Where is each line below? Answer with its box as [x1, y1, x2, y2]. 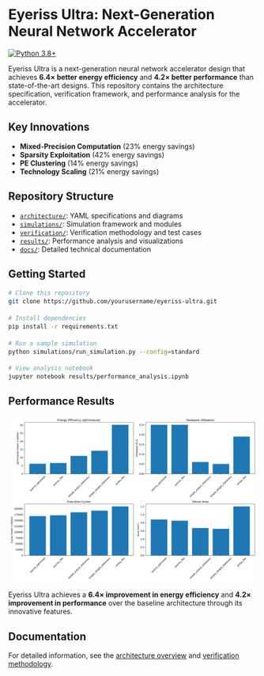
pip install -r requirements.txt [8, 322, 119, 330]
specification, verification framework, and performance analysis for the [8, 89, 240, 98]
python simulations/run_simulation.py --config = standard [8, 347, 200, 355]
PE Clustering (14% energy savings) [19, 158, 138, 168]
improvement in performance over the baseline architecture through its [8, 598, 243, 608]
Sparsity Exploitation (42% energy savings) [19, 150, 164, 159]
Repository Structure [8, 190, 115, 203]
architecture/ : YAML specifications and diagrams [19, 211, 183, 220]
